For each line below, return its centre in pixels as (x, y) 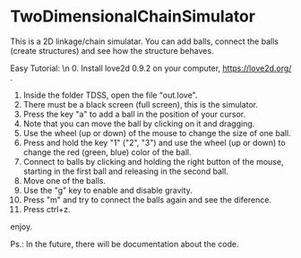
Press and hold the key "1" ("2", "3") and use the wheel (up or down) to (154, 142)
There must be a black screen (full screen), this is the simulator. (141, 104)
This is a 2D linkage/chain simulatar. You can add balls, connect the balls (144, 41)
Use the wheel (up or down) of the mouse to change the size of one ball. (157, 133)
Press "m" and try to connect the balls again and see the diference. (147, 200)
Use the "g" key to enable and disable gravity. (108, 190)
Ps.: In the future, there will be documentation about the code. (125, 244)
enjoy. (21, 227)
